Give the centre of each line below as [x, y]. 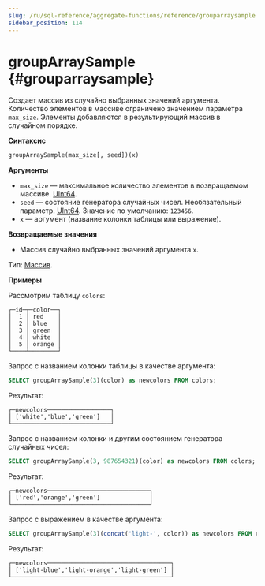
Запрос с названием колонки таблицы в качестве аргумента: [112, 366]
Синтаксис [27, 141]
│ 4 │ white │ [35, 338]
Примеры [25, 280]
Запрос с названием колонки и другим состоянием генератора [116, 439]
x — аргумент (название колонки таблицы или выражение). [120, 219]
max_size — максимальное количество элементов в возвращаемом [134, 185]
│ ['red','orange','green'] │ [81, 498]
